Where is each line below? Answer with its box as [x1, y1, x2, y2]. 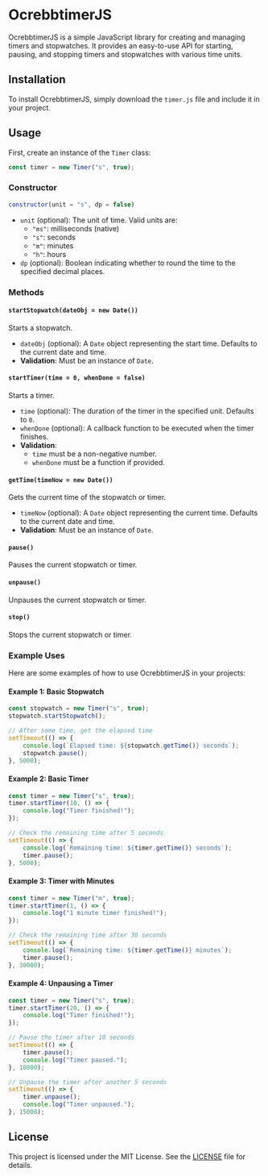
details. [8, 1160, 33, 1170]
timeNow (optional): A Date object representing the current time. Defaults [19, 508, 258, 517]
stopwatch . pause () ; [23, 749, 89, 757]
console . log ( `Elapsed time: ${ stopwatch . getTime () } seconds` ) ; [23, 742, 240, 750]
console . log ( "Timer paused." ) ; [23, 1056, 128, 1064]
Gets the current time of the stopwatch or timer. [8, 492, 167, 502]
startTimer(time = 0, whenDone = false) [8, 374, 146, 382]
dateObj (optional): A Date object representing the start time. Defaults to [19, 339, 258, 348]
